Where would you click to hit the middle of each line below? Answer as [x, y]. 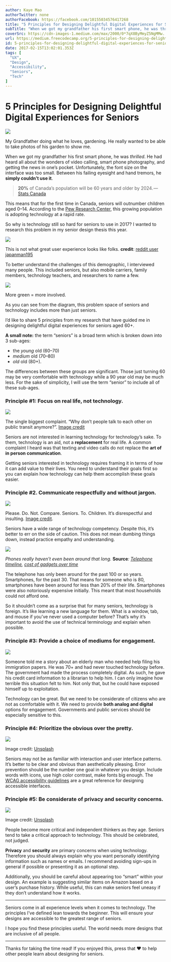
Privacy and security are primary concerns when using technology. [77, 851]
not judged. [17, 840]
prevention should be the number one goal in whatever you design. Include [84, 769]
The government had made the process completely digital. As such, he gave [85, 672]
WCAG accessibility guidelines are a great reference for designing [75, 780]
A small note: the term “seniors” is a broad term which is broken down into [84, 335]
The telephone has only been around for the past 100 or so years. [74, 574]
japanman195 [19, 254]
